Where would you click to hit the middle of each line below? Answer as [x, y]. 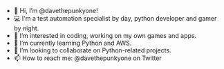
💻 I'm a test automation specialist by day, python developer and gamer [115, 18]
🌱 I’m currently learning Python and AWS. [73, 43]
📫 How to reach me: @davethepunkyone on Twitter [88, 58]
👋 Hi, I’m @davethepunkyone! [56, 11]
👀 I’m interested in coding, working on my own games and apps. [105, 36]
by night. [26, 28]
